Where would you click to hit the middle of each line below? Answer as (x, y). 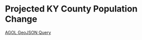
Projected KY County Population (71, 9)
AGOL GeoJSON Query (28, 32)
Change (21, 19)
